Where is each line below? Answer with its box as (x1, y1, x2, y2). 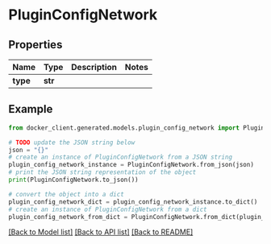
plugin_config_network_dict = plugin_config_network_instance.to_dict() (8, 197, 258, 206)
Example (8, 102, 53, 116)
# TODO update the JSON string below (8, 139, 135, 147)
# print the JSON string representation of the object (8, 168, 197, 176)
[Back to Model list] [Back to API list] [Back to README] (8, 227, 194, 237)
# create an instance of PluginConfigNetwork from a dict (8, 205, 207, 213)
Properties (8, 38, 63, 52)
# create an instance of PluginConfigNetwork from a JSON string (8, 153, 232, 162)
